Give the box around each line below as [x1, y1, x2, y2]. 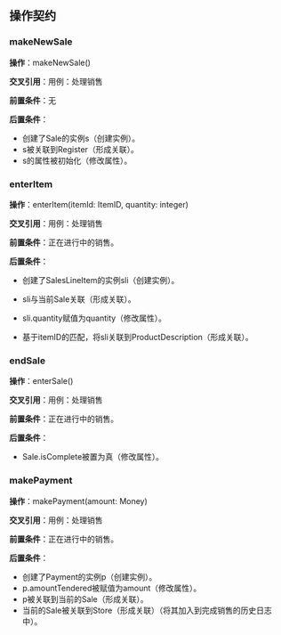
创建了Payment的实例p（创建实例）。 [21, 571, 157, 582]
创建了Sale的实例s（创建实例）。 [21, 133, 140, 143]
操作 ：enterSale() [9, 376, 74, 387]
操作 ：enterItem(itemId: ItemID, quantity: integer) [9, 199, 189, 209]
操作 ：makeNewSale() [9, 57, 92, 68]
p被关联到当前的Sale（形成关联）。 [21, 593, 149, 604]
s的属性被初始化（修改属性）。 [21, 155, 132, 166]
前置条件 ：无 [9, 94, 56, 105]
